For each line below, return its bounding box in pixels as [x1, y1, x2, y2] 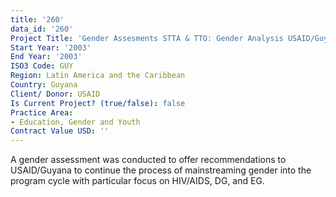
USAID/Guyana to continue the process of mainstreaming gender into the [10, 164, 312, 176]
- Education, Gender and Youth [10, 117, 141, 127]
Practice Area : [10, 107, 74, 118]
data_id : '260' [10, 24, 74, 34]
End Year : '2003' [10, 52, 83, 62]
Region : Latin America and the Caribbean [10, 71, 186, 81]
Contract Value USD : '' [10, 126, 110, 136]
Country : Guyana [10, 80, 78, 90]
